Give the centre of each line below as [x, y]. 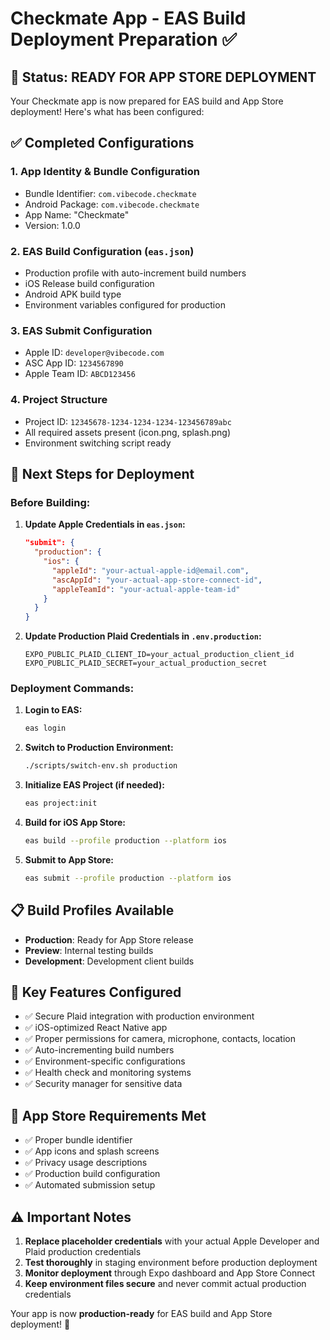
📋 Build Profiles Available [92, 910]
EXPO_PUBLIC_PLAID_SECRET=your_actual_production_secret [146, 663]
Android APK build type [73, 294]
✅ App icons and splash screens [92, 1151]
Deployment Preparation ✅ [123, 39]
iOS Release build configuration [89, 283]
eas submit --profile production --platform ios [128, 878]
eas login [45, 728]
